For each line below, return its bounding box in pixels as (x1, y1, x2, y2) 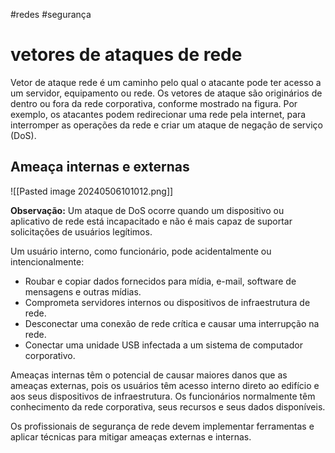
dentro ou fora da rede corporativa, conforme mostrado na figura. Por (10, 97, 298, 109)
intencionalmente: (10, 255, 85, 268)
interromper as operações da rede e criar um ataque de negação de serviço (10, 119, 323, 131)
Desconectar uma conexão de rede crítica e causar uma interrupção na (24, 317, 320, 329)
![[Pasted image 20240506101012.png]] (10, 185, 174, 197)
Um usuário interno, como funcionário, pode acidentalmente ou (10, 245, 272, 257)
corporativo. (24, 349, 76, 361)
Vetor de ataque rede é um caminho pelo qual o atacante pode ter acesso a (10, 76, 322, 88)
